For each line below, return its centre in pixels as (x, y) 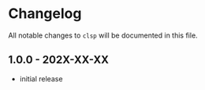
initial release (41, 78)
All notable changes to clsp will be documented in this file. (103, 35)
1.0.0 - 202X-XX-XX (58, 60)
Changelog (45, 14)
